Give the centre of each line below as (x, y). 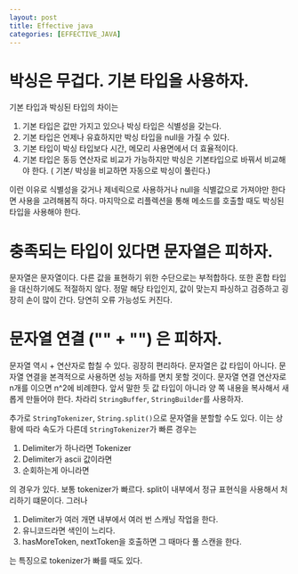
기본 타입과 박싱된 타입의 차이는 (64, 107)
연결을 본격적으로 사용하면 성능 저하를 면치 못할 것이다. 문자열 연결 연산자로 (156, 377)
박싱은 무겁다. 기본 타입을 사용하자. (129, 81)
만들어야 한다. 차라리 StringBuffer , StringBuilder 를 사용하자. (134, 399)
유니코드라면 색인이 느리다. (68, 530)
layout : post (33, 17)
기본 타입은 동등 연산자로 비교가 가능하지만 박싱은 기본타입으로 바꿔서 (142, 160)
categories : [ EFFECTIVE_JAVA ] (65, 34)
